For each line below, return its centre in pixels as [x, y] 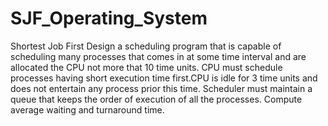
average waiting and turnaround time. [87, 109]
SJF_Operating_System [109, 18]
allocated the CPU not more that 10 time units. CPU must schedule [146, 67]
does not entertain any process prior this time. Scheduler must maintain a [161, 88]
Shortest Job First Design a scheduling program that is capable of [146, 46]
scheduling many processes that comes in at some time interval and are [158, 56]
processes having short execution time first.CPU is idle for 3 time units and [164, 78]
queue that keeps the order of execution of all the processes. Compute [156, 99]
